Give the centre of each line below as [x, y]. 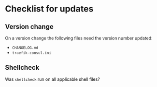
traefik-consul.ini [32, 53]
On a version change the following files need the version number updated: [79, 38]
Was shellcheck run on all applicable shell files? [52, 79]
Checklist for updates [49, 9]
